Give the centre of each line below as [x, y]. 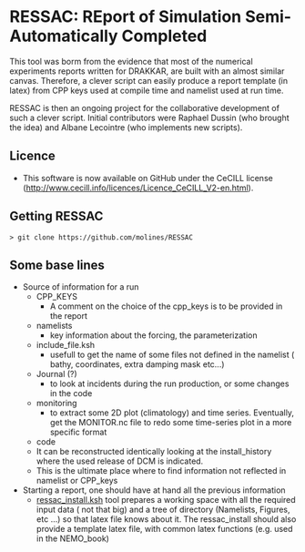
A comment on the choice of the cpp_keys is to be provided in [166, 306]
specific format [78, 432]
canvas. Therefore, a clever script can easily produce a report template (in [149, 80]
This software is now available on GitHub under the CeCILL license [147, 178]
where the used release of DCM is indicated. [120, 461]
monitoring [56, 404]
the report [69, 316]
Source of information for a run [81, 287]
